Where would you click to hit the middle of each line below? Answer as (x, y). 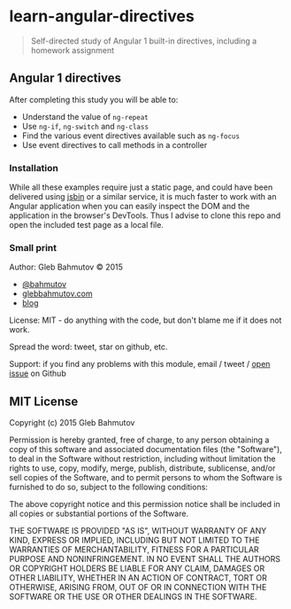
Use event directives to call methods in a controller (115, 144)
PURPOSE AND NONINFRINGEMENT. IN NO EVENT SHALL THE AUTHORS (145, 559)
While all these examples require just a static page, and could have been (141, 187)
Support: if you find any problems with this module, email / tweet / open (140, 364)
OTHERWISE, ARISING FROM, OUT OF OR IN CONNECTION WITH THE (138, 588)
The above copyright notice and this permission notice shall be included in (145, 504)
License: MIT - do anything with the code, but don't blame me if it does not (145, 320)
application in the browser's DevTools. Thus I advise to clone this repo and (145, 215)
